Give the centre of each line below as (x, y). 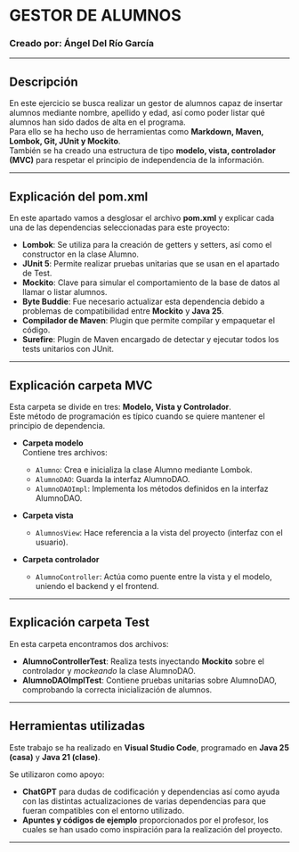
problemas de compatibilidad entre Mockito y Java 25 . (123, 311)
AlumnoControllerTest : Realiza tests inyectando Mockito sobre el (143, 661)
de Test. (37, 274)
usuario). (52, 542)
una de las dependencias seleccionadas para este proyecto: (119, 227)
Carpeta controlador (61, 559)
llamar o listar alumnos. (65, 292)
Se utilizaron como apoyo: (57, 774)
